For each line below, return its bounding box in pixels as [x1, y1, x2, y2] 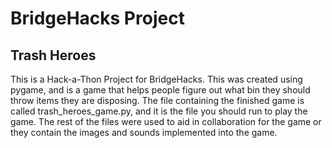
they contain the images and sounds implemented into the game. [10, 127, 278, 138]
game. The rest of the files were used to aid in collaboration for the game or [10, 116, 322, 127]
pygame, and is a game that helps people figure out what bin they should [10, 84, 311, 96]
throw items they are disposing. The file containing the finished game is [10, 95, 305, 106]
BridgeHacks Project [10, 7, 185, 30]
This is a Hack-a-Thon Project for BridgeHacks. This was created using [10, 73, 303, 85]
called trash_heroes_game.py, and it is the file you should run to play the [10, 105, 308, 117]
